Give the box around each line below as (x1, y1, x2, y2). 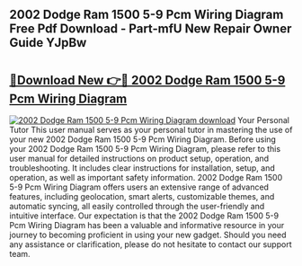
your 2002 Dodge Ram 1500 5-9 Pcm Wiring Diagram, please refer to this (9, 144, 281, 154)
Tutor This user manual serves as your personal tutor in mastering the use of (9, 125, 293, 135)
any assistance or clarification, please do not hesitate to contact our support (9, 239, 292, 250)
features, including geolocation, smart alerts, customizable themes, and (9, 191, 275, 201)
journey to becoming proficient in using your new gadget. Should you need (9, 229, 287, 240)
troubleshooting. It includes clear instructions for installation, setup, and (9, 163, 276, 173)
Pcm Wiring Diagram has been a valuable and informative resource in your (9, 220, 285, 230)
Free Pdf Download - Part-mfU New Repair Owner (9, 22, 292, 37)
